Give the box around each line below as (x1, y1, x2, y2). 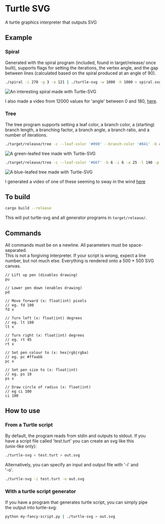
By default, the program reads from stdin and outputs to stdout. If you (5, 432, 146, 439)
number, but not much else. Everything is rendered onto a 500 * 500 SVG (5, 258, 154, 264)
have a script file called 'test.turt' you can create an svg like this (5, 438, 134, 444)
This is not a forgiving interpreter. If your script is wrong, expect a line (5, 252, 146, 259)
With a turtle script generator (5, 488, 76, 495)
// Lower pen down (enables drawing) (5, 285, 82, 291)
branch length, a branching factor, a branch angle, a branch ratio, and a (5, 127, 150, 133)
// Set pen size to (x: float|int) (5, 368, 78, 373)
